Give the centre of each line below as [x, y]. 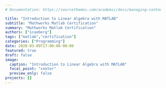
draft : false [19, 55]
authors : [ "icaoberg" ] [28, 32]
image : [12, 59]
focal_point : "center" [33, 69]
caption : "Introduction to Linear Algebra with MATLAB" [68, 64]
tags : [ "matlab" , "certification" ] [41, 37]
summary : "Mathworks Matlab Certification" [51, 28]
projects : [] [19, 78]
